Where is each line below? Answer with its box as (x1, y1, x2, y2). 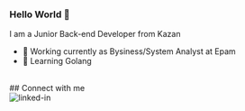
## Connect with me (9, 83, 86, 94)
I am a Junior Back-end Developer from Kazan (9, 29, 181, 40)
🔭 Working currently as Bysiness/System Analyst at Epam (22, 46, 236, 57)
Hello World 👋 (9, 8, 70, 21)
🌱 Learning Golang (22, 56, 92, 67)
